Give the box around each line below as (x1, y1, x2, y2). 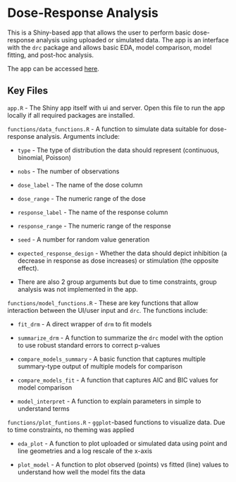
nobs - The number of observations (17, 167, 120, 175)
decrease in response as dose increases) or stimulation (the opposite (17, 256, 219, 265)
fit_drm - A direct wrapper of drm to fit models (17, 319, 152, 328)
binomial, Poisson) (17, 153, 72, 161)
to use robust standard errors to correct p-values (17, 340, 161, 350)
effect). (17, 264, 39, 272)
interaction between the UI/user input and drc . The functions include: (7, 306, 208, 314)
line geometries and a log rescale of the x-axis (17, 446, 153, 455)
